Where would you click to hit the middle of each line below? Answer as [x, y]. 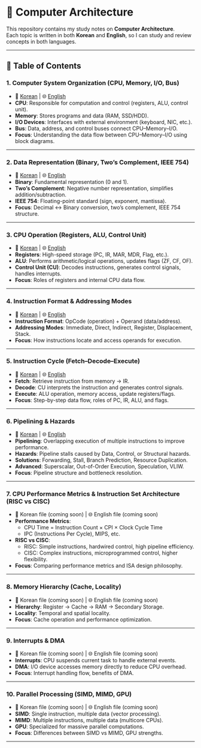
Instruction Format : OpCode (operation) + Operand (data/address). [98, 321]
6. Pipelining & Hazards [41, 421]
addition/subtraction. [41, 195]
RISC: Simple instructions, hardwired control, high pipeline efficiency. [109, 547]
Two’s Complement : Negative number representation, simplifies [94, 188]
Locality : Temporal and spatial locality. [63, 613]
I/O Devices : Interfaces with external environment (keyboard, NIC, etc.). [103, 122]
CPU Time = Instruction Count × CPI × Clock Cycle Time [93, 528]
